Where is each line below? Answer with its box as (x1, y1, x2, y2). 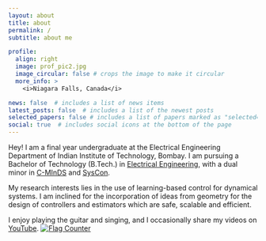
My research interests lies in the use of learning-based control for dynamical (8, 183, 258, 192)
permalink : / (8, 26, 51, 34)
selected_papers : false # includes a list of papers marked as (8, 114, 222, 122)
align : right (15, 55, 59, 63)
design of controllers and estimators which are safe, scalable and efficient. (8, 200, 252, 209)
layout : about (8, 11, 55, 20)
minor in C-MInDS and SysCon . (8, 168, 111, 177)
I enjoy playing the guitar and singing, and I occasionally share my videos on (8, 215, 257, 224)
